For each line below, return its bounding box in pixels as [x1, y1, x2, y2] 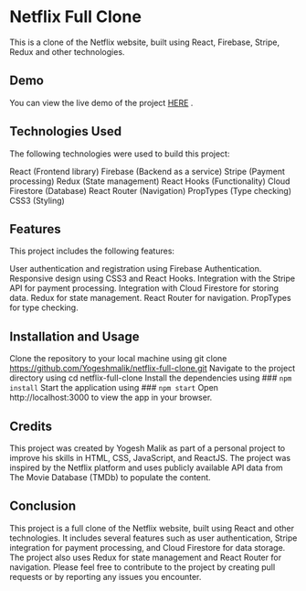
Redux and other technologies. [9, 46, 125, 57]
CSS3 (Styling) [9, 195, 66, 206]
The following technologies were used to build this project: [9, 148, 230, 159]
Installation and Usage [9, 328, 140, 344]
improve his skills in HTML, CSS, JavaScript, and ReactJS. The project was [9, 453, 290, 463]
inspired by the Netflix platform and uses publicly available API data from [9, 462, 283, 473]
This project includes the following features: [9, 245, 175, 257]
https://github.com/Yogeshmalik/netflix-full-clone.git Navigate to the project [9, 363, 295, 374]
